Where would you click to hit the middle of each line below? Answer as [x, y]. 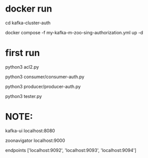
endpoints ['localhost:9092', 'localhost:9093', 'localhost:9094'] [71, 150]
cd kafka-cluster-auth [28, 23]
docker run [29, 9]
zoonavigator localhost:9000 [35, 140]
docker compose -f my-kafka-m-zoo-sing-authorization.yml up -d [74, 32]
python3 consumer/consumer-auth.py [45, 77]
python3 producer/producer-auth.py [43, 86]
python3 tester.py [23, 96]
